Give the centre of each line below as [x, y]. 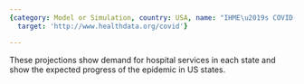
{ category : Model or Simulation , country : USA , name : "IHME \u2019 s [139, 18]
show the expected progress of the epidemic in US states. [118, 70]
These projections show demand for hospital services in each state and [142, 60]
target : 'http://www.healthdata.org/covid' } [103, 26]
